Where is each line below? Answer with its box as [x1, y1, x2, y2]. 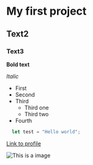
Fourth [15, 117, 32, 124]
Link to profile [6, 139, 42, 147]
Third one [24, 104, 49, 111]
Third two [24, 110, 49, 117]
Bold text [6, 61, 30, 68]
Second [15, 90, 35, 98]
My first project [6, 4, 87, 18]
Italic [6, 72, 19, 80]
